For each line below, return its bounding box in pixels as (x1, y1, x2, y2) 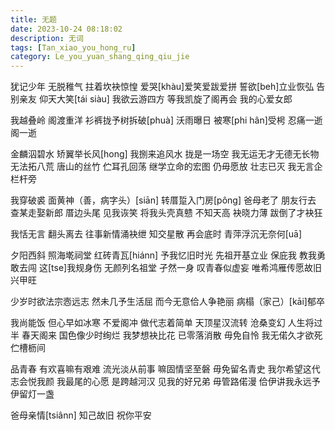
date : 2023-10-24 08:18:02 (10, 24, 123, 34)
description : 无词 (10, 33, 84, 43)
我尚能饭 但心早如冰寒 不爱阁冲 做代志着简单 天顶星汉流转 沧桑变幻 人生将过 (10, 317, 323, 329)
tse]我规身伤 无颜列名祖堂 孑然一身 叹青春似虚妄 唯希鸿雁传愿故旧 (51, 262, 322, 274)
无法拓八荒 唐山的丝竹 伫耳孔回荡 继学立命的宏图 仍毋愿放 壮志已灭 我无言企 (10, 161, 323, 173)
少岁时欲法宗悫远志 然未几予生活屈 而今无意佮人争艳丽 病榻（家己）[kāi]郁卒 (10, 296, 325, 308)
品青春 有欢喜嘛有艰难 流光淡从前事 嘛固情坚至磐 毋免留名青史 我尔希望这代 (10, 363, 321, 375)
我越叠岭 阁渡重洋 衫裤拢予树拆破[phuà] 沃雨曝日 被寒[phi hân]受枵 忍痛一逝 (10, 114, 323, 126)
